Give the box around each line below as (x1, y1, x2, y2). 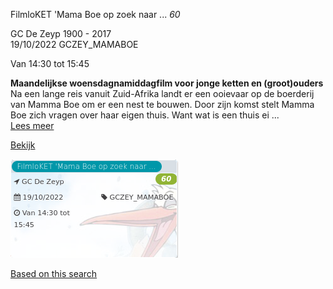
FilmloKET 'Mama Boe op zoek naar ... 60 (10, 9, 181, 20)
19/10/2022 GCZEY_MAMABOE (10, 39, 139, 50)
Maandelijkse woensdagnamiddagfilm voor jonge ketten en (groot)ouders (10, 77, 324, 89)
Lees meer (10, 120, 55, 131)
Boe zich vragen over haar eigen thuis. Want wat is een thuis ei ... (10, 109, 280, 121)
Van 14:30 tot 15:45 (10, 58, 90, 69)
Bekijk (10, 139, 36, 151)
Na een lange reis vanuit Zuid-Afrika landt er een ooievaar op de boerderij (10, 88, 315, 99)
